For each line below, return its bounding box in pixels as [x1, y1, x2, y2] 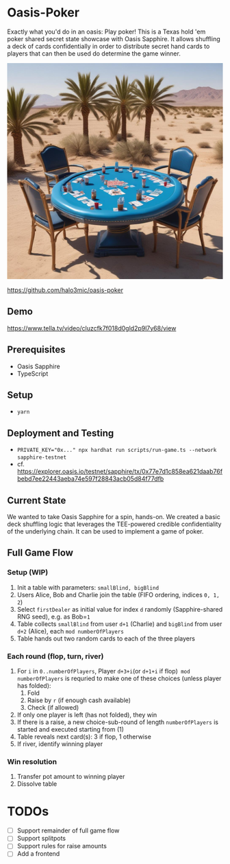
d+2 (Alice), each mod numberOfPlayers [16, 627, 125, 635]
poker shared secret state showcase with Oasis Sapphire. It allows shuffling [7, 34, 220, 43]
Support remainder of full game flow [16, 826, 120, 835]
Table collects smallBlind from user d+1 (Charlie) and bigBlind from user [16, 619, 222, 628]
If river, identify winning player [16, 739, 103, 748]
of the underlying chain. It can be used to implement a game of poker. [7, 527, 204, 536]
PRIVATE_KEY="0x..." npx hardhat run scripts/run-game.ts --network [16, 447, 217, 454]
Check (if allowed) [27, 703, 79, 711]
